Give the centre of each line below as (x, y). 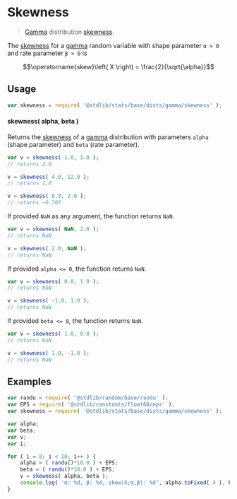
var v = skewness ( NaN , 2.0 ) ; (53, 229)
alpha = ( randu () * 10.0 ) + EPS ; (69, 463)
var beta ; (22, 430)
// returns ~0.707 (34, 203)
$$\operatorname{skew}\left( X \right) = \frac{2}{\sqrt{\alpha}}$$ (119, 66)
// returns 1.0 (30, 183)
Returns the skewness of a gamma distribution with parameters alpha (108, 137)
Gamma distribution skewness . (69, 32)
